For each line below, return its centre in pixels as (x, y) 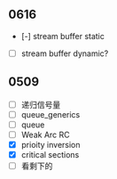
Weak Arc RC (45, 134)
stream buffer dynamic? (65, 53)
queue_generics (51, 114)
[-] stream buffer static (63, 36)
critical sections (50, 155)
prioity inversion (51, 144)
